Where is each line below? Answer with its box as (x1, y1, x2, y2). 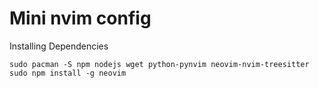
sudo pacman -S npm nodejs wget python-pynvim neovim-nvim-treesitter (9, 59, 310, 69)
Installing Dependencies (9, 40, 109, 52)
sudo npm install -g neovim (9, 68, 127, 78)
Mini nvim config (9, 7, 152, 30)
